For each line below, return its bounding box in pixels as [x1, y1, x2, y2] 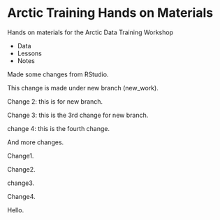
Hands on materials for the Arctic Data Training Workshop [7, 28, 174, 36]
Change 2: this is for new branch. [7, 97, 103, 106]
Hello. [7, 205, 24, 214]
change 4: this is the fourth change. [7, 124, 110, 132]
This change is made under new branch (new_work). [7, 83, 159, 92]
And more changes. [7, 138, 64, 146]
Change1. [7, 151, 34, 160]
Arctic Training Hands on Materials [7, 5, 214, 21]
